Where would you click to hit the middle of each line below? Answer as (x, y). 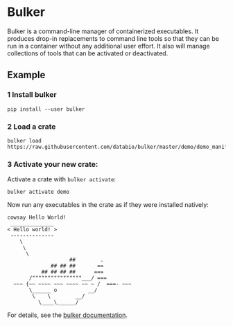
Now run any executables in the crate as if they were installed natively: (108, 205)
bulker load (24, 141)
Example (26, 75)
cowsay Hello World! (37, 218)
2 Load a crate (32, 127)
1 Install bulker (32, 95)
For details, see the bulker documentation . (68, 315)
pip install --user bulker (46, 109)
